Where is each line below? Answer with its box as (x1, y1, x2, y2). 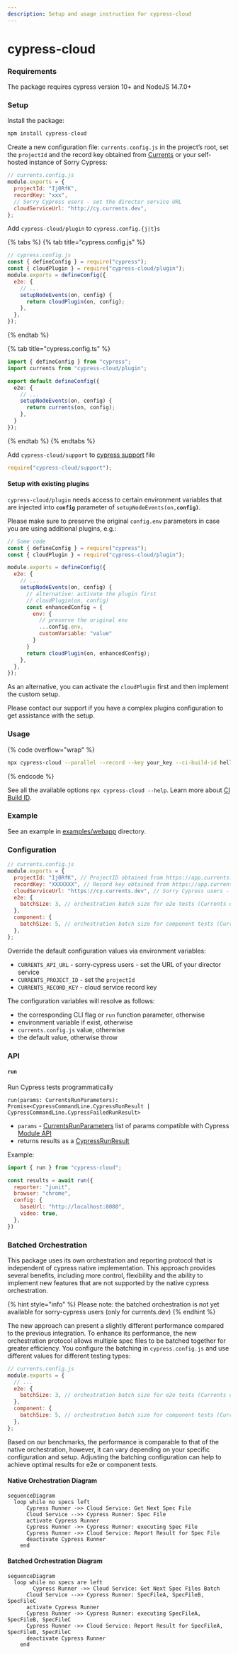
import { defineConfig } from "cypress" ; (7, 358, 132, 366)
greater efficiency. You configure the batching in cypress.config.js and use (7, 1344, 229, 1352)
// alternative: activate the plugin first (25, 590, 157, 598)
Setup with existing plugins (7, 480, 90, 488)
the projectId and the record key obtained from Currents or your (7, 151, 197, 159)
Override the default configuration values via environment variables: (7, 946, 207, 955)
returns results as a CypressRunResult (17, 1136, 130, 1145)
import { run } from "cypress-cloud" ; (7, 1164, 122, 1171)
